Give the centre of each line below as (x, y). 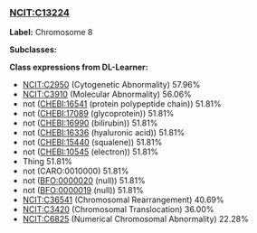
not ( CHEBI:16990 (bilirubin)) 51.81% (90, 123)
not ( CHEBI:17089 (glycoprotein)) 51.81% (98, 114)
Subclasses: (33, 50)
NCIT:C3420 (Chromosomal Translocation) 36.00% (118, 210)
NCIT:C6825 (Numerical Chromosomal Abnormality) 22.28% (135, 219)
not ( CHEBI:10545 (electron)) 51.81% (90, 152)
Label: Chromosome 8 (51, 33)
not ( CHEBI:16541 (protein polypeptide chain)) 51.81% (122, 104)
